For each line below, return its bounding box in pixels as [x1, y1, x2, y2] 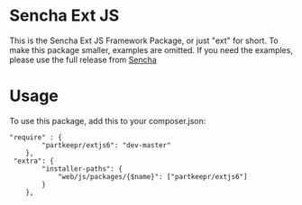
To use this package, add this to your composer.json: [9, 115, 206, 126]
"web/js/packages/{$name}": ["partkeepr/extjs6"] [57, 172, 248, 181]
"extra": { [13, 156, 54, 165]
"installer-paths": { [41, 164, 124, 174]
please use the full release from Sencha [9, 54, 158, 65]
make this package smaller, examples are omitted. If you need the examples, [9, 44, 293, 55]
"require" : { [9, 132, 63, 142]
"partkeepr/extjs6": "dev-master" [41, 140, 171, 149]
